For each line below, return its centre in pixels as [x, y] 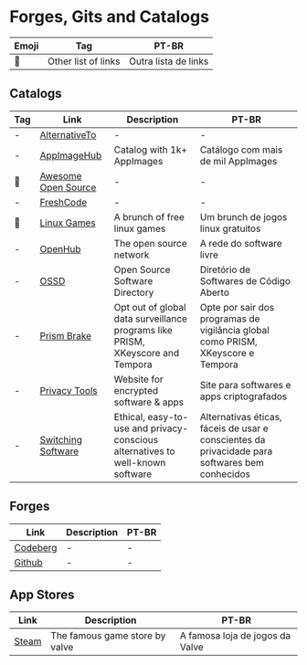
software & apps [149, 402]
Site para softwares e [245, 385]
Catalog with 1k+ [150, 150]
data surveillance [150, 319]
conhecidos [225, 474]
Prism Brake [66, 335]
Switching [61, 439]
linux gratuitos [230, 228]
